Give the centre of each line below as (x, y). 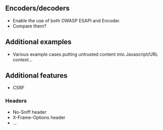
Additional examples (39, 42)
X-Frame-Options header (39, 117)
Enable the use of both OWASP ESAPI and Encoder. (67, 20)
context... (23, 59)
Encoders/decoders (38, 8)
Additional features (36, 76)
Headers (16, 101)
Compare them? (29, 26)
